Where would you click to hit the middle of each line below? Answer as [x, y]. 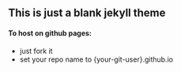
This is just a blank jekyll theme [87, 13]
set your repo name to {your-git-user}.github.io [96, 59]
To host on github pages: [50, 33]
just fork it [36, 51]
